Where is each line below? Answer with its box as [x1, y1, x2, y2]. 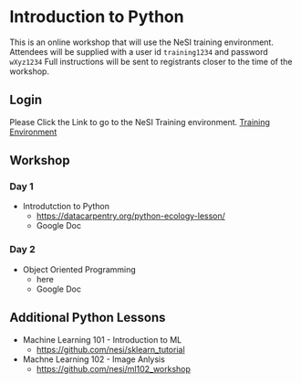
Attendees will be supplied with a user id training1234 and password [9, 46, 268, 57]
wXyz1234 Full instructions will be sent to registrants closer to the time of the [9, 56, 293, 67]
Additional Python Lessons [9, 310, 166, 325]
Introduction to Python [9, 6, 184, 27]
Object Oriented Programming [22, 263, 137, 275]
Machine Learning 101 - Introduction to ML [22, 334, 182, 345]
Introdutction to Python [22, 201, 110, 212]
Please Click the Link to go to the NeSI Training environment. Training [9, 116, 271, 127]
